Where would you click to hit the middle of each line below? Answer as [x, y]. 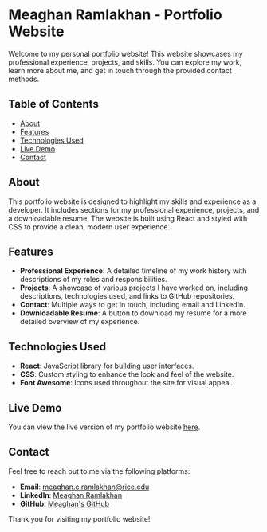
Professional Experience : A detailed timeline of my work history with [133, 271]
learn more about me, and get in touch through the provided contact [120, 70]
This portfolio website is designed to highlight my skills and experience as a [132, 201]
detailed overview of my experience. [80, 322]
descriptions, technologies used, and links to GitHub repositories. [127, 296]
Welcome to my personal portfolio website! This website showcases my [126, 53]
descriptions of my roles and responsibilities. [93, 280]
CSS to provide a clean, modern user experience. [89, 227]
